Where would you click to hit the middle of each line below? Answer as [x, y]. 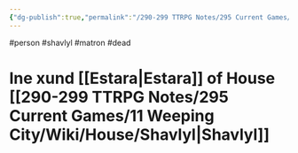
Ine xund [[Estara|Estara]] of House [142, 78]
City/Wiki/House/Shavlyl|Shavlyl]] [140, 134]
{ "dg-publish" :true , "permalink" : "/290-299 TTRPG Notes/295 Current [137, 17]
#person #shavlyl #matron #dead [70, 42]
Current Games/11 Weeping [112, 115]
